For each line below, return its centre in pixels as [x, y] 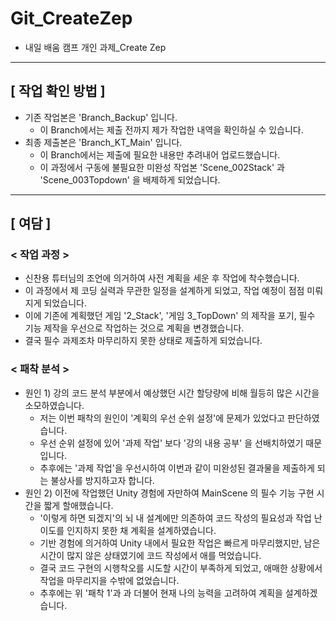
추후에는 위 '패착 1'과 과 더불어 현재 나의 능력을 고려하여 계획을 [161, 593]
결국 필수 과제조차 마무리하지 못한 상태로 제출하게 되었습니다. [143, 341]
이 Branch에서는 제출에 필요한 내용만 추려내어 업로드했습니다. [160, 154]
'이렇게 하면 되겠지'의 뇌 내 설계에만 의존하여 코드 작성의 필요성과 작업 [175, 518]
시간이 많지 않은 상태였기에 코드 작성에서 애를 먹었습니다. [150, 555]
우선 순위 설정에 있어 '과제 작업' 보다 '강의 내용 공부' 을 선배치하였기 [171, 443]
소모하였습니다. [54, 405]
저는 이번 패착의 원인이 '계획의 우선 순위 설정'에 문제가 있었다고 [162, 418]
